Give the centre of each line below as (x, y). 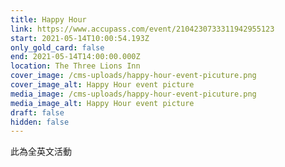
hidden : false (40, 122)
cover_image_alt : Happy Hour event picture (102, 85)
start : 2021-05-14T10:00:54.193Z (80, 38)
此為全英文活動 (41, 152)
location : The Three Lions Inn (75, 66)
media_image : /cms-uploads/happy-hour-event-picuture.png (133, 94)
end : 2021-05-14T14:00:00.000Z (75, 57)
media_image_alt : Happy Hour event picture (102, 103)
